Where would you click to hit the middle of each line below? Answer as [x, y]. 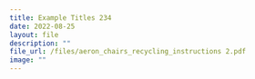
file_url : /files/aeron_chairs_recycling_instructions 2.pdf [128, 52]
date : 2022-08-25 [42, 26]
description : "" [40, 43]
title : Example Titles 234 [61, 18]
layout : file [34, 35]
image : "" [28, 60]
